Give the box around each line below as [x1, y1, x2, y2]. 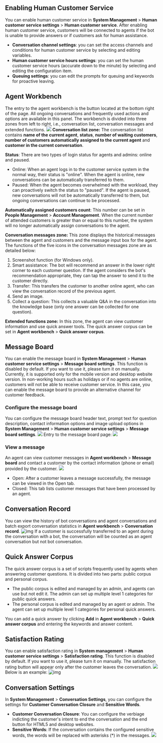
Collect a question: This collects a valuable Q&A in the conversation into [12, 298, 157, 304]
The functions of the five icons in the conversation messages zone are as [5, 242, 152, 248]
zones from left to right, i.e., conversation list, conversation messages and [5, 121, 154, 126]
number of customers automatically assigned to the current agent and [5, 137, 150, 143]
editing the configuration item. [12, 68, 73, 74]
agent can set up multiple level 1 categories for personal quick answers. [12, 606, 156, 612]
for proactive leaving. [12, 78, 55, 84]
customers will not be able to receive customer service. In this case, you [5, 382, 150, 388]
